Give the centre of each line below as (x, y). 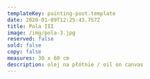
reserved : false (30, 39)
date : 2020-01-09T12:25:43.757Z (54, 20)
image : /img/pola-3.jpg (41, 33)
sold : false (24, 45)
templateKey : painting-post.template (62, 13)
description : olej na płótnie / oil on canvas (75, 65)
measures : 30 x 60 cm (38, 58)
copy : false (24, 52)
